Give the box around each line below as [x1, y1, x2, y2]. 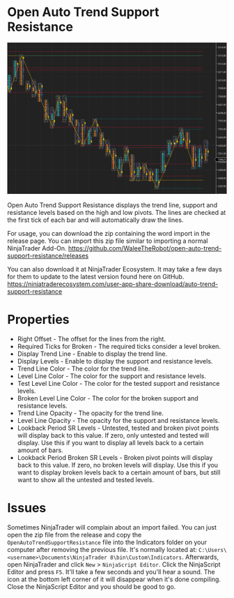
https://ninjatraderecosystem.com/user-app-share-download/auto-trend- [7, 280, 218, 288]
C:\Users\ [198, 546, 227, 553]
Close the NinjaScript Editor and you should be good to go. [7, 582, 176, 590]
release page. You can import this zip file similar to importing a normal [7, 237, 208, 245]
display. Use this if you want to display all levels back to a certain [17, 438, 204, 447]
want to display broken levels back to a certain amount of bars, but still [17, 468, 221, 477]
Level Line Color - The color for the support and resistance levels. [17, 371, 207, 380]
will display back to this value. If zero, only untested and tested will [17, 431, 210, 440]
